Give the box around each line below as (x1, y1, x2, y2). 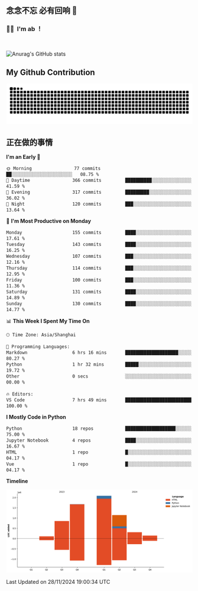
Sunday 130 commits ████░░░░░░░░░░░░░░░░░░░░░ (6, 301, 192, 307)
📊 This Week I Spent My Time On (6, 318, 90, 325)
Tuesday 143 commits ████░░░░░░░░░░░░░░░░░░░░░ (6, 242, 192, 248)
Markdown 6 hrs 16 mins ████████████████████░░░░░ (6, 350, 192, 356)
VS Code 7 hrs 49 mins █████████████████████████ (6, 397, 192, 403)
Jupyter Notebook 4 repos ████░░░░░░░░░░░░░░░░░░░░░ (6, 437, 192, 443)
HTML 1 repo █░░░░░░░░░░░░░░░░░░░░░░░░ (6, 449, 192, 455)
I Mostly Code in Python (6, 414, 66, 421)
